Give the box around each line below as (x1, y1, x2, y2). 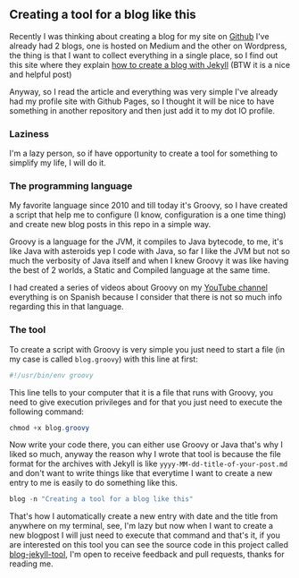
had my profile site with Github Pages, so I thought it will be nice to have (9, 96, 275, 106)
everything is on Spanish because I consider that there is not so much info (9, 292, 283, 302)
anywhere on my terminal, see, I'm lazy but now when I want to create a (9, 521, 274, 531)
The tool (9, 324, 46, 336)
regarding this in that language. (9, 302, 124, 312)
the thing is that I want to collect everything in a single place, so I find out (9, 49, 278, 61)
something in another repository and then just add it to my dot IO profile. (9, 105, 275, 115)
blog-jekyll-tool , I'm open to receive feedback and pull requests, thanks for (9, 549, 286, 560)
